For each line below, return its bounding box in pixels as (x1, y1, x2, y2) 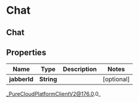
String (39, 75, 57, 83)
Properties (6, 47, 47, 57)
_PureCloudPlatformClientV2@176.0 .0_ (6, 90, 101, 98)
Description (63, 65, 97, 73)
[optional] (102, 75, 130, 83)
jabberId (9, 75, 34, 83)
